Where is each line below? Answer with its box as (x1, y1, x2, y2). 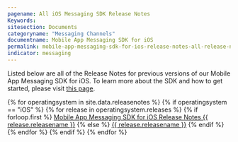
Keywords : (7, 17, 37, 24)
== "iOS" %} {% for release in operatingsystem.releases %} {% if (7, 105, 198, 114)
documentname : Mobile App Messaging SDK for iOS (7, 37, 154, 44)
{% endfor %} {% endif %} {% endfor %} (7, 128, 127, 136)
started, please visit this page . (7, 84, 96, 93)
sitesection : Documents (7, 23, 78, 30)
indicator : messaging (7, 50, 72, 57)
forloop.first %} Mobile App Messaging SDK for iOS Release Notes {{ (7, 112, 208, 121)
